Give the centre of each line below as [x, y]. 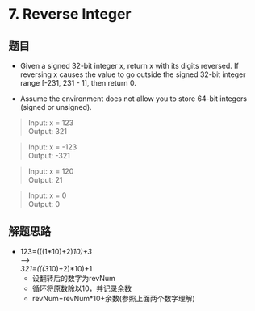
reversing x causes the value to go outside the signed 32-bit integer [133, 74]
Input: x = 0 [47, 195]
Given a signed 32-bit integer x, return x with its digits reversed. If [130, 66]
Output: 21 [45, 180]
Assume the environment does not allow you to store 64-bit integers [134, 99]
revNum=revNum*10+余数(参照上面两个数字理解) [113, 298]
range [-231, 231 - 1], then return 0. [78, 83]
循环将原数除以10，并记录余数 [82, 288]
